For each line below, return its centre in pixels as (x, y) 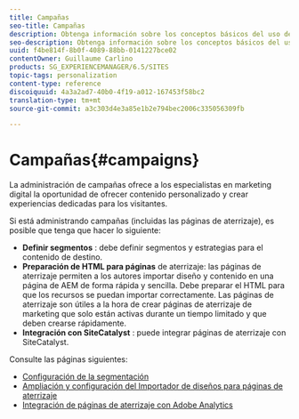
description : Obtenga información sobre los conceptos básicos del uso (145, 34)
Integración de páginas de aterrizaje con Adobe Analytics (127, 405)
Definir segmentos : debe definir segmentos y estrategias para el (143, 248)
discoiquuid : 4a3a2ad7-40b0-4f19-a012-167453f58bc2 (107, 92)
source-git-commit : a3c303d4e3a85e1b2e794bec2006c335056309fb (127, 109)
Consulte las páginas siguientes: (69, 359)
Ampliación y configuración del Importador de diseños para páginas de (152, 386)
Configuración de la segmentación (85, 377)
